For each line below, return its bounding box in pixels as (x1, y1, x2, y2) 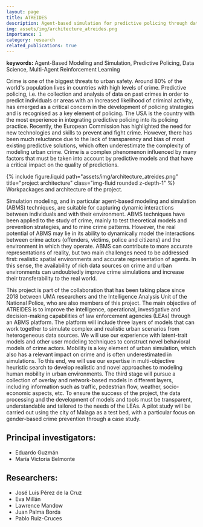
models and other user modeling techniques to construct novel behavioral (6, 337, 190, 345)
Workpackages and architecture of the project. (6, 185, 123, 193)
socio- (163, 383, 179, 390)
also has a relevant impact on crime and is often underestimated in (6, 351, 172, 358)
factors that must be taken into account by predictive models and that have (6, 154, 193, 162)
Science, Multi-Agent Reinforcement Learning (6, 65, 120, 73)
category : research (6, 37, 56, 43)
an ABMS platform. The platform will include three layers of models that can (6, 319, 195, 326)
